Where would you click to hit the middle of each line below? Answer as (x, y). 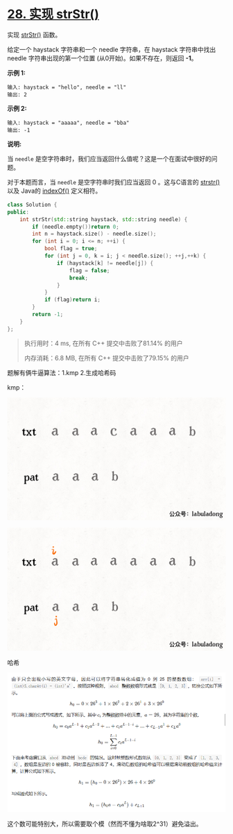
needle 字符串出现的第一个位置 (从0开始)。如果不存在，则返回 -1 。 (102, 58)
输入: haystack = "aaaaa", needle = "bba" (68, 123)
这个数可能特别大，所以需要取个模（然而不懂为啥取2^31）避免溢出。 (105, 824)
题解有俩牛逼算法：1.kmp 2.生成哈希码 (62, 372)
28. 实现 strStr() (53, 14)
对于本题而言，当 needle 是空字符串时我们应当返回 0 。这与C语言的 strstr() (114, 182)
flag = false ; (89, 270)
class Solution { (32, 205)
